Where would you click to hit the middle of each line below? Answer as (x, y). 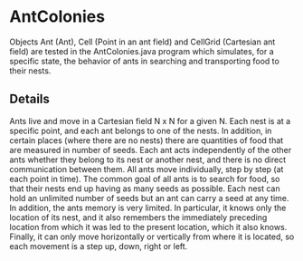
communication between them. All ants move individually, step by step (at (147, 169)
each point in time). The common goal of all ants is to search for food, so (145, 179)
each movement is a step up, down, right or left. (99, 246)
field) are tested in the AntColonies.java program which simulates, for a (142, 51)
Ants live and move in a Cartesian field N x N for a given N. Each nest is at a (150, 121)
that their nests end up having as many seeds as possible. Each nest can (145, 188)
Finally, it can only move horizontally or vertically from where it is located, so (152, 237)
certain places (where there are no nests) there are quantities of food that (147, 140)
